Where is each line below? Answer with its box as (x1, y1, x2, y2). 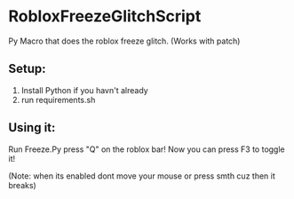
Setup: (8, 61, 46, 76)
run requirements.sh (20, 94, 96, 105)
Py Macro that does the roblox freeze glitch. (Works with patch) (8, 36, 241, 46)
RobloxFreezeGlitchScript (8, 6, 202, 27)
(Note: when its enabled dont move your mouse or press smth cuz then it (8, 171, 276, 181)
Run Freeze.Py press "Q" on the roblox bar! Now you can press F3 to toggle (8, 144, 285, 155)
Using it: (8, 120, 56, 135)
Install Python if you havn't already (20, 84, 148, 95)
